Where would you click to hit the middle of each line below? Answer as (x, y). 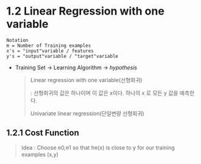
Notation (17, 40)
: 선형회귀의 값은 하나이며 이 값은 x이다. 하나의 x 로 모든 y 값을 (104, 93)
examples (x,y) (40, 154)
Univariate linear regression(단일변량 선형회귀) (87, 113)
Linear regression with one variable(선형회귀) (86, 80)
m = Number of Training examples (49, 46)
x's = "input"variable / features (50, 51)
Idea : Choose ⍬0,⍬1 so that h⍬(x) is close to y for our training (98, 148)
